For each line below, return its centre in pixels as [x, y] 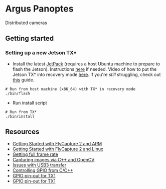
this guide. [23, 80]
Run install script [30, 103]
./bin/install [20, 116]
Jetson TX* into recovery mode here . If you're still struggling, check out [87, 74]
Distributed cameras [26, 23]
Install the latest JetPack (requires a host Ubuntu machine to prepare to [86, 64]
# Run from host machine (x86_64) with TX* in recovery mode [70, 89]
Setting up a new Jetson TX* [41, 53]
